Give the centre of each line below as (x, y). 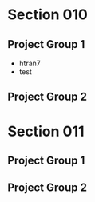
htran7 (30, 63)
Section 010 (48, 15)
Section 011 (46, 131)
